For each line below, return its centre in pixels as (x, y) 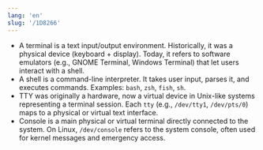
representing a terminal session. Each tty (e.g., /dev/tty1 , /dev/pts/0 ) (133, 104)
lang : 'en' (25, 15)
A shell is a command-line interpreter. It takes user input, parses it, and (134, 79)
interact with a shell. (51, 70)
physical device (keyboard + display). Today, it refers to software (124, 54)
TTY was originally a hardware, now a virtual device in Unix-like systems (137, 96)
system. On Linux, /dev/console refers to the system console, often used (137, 129)
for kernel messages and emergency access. (92, 137)
